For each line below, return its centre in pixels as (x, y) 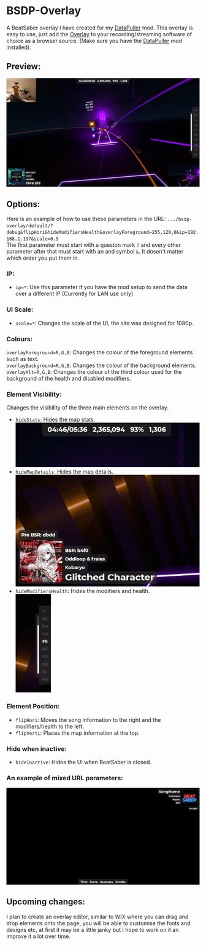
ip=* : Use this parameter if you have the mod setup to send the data (101, 287)
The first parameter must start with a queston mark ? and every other (93, 245)
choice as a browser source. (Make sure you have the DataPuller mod (94, 41)
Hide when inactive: (37, 748)
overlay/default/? (30, 226)
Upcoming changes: (46, 902)
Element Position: (33, 707)
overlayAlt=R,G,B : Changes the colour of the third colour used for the (94, 371)
